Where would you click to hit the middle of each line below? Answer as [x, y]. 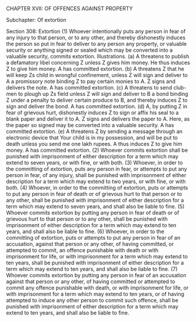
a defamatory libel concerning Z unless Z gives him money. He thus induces [98, 62]
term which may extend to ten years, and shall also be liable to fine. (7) [92, 269]
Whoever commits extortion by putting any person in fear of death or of [93, 213]
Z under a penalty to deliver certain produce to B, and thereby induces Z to [97, 100]
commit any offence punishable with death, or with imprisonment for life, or [97, 288]
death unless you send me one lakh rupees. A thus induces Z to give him [94, 144]
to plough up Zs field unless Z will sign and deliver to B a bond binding [103, 94]
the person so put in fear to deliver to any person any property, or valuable [97, 44]
